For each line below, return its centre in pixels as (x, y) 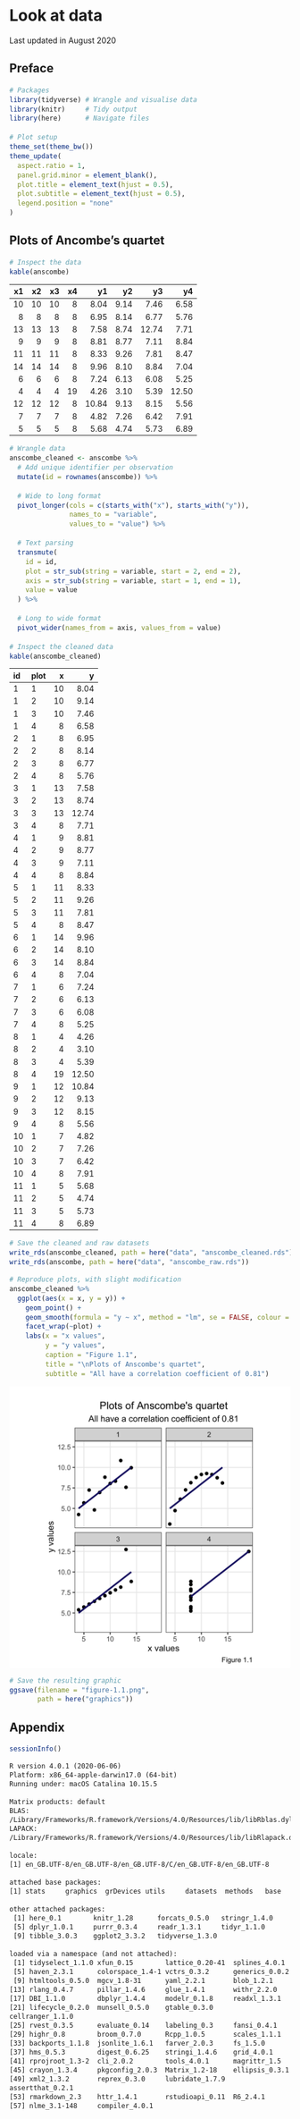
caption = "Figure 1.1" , (92, 1355)
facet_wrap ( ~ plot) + (63, 1327)
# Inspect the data (46, 262)
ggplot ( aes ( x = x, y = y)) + (71, 1298)
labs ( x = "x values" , (65, 1336)
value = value (51, 590)
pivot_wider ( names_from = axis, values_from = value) (119, 628)
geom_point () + (54, 1308)
